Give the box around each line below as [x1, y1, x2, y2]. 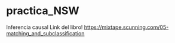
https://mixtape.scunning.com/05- [84, 24, 169, 31]
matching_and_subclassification [6, 29, 85, 37]
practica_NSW [6, 4, 79, 18]
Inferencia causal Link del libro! [6, 24, 83, 31]
